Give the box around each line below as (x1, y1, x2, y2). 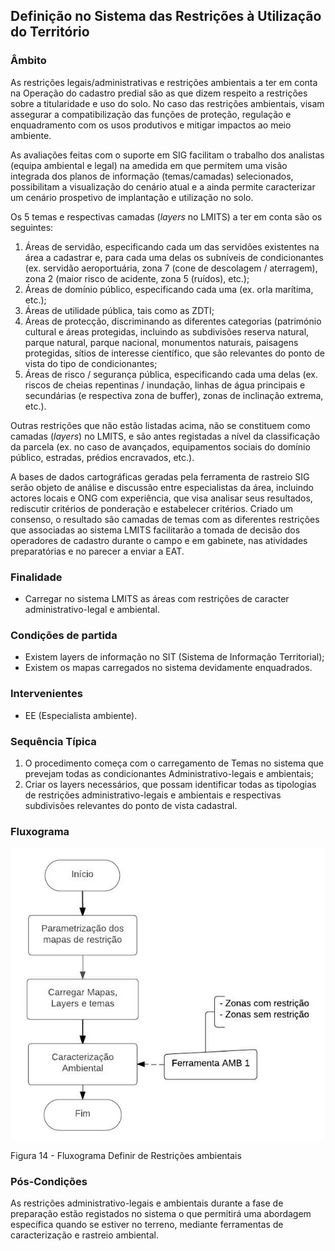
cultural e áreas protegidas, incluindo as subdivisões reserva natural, (24, 325, 310, 338)
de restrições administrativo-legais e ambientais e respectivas (24, 789, 282, 801)
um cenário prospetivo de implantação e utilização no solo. (10, 191, 254, 203)
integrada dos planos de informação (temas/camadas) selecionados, (10, 170, 294, 182)
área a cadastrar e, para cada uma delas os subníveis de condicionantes (24, 251, 324, 263)
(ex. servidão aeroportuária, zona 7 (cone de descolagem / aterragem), (24, 262, 318, 274)
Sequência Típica (10, 734, 97, 748)
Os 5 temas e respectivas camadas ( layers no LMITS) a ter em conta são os (10, 210, 323, 223)
